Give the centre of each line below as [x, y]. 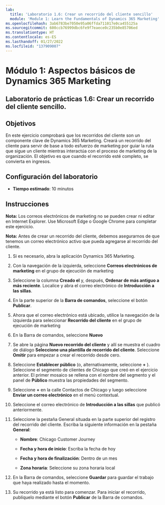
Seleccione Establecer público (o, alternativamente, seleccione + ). [81, 364]
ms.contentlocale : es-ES [31, 37]
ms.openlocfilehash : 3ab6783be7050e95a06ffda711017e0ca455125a [72, 23]
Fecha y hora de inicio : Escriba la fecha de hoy [68, 448]
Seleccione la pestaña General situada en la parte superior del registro [84, 419]
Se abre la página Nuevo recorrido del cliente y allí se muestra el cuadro [86, 344]
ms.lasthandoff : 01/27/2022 [34, 42]
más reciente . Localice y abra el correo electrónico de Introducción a [83, 285]
